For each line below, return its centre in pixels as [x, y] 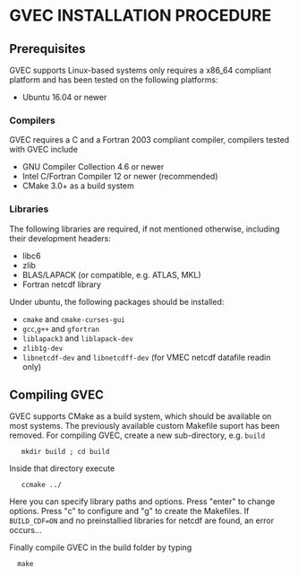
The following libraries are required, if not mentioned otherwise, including [145, 229]
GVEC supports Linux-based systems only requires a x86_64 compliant [140, 70]
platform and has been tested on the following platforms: [114, 80]
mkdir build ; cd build [65, 452]
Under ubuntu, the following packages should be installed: [117, 301]
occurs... [26, 530]
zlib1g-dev [43, 348]
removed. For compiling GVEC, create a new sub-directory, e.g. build [137, 435]
